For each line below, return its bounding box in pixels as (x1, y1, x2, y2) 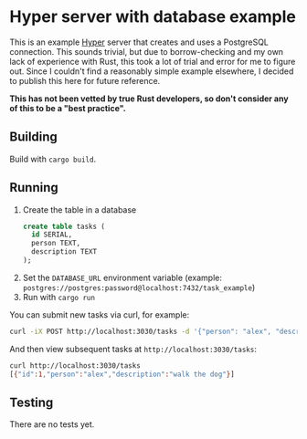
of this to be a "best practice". (9, 102, 126, 113)
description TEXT (31, 247, 98, 256)
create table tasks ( (22, 222, 105, 231)
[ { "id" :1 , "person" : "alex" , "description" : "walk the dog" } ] (9, 370, 235, 379)
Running (9, 180, 59, 195)
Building (9, 130, 58, 145)
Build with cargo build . (9, 153, 97, 164)
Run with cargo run (22, 291, 96, 302)
